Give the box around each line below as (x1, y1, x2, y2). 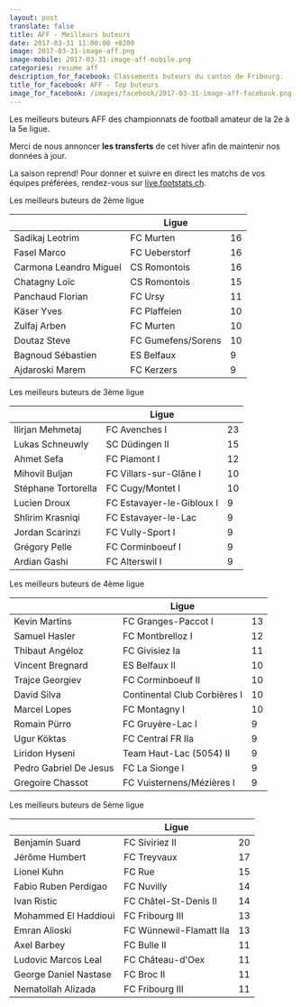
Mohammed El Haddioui (14, 909, 115, 921)
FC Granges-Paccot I (123, 614, 214, 627)
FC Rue (123, 865, 155, 878)
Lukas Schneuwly (14, 438, 89, 450)
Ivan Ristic (14, 894, 58, 907)
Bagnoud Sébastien (14, 348, 97, 361)
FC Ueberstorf (130, 245, 191, 258)
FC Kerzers (130, 363, 178, 375)
